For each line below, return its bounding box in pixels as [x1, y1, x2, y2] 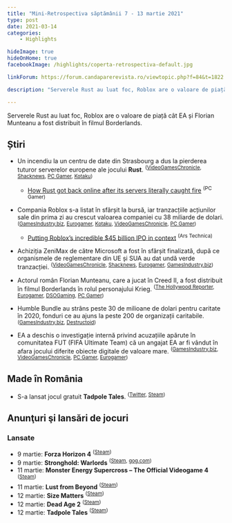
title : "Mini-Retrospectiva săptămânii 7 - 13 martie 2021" [7, 10, 184, 17]
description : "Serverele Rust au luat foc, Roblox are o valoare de [7, 86, 209, 93]
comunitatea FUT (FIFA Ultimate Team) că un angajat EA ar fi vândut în [17, 338, 219, 347]
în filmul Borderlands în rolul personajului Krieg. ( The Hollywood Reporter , [17, 283, 215, 293]
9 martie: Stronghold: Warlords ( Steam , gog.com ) [17, 457, 152, 467]
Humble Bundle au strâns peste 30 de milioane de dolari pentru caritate [17, 304, 221, 312]
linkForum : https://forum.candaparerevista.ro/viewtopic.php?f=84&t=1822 [7, 73, 224, 80]
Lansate [7, 433, 35, 443]
